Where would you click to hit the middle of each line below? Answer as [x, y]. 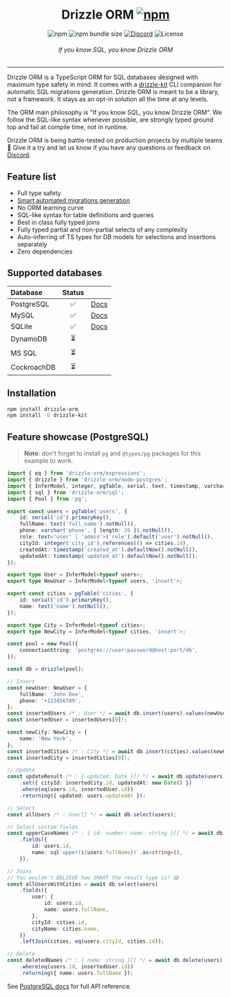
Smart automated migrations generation [74, 200]
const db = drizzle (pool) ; [46, 669]
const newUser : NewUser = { [47, 688]
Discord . [19, 155]
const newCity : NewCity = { [47, 732]
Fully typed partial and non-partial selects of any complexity [102, 229]
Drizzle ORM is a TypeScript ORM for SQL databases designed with [102, 77]
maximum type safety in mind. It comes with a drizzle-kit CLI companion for [114, 85]
